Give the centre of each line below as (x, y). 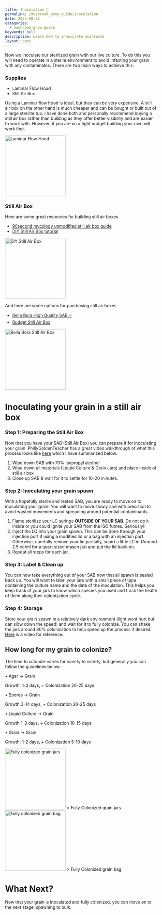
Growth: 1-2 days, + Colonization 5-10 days (48, 742)
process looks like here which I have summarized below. (61, 453)
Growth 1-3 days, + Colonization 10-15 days (48, 723)
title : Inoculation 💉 (27, 9)
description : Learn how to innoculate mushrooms (55, 37)
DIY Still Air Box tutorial (35, 232)
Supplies (16, 78)
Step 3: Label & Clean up (34, 565)
